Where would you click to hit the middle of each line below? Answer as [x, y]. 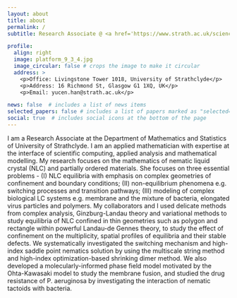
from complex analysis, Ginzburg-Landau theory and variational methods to [117, 213]
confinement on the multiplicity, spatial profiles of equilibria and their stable [117, 236]
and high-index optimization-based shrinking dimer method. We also [107, 258]
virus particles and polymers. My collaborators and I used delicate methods [117, 205]
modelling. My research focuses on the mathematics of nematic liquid [109, 160]
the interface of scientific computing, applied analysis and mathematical [112, 153]
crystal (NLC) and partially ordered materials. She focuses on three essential [119, 168]
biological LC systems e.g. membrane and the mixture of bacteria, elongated [119, 198]
